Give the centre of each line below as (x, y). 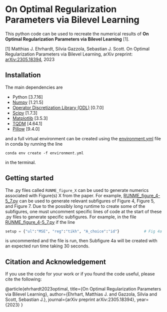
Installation (23, 75)
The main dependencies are (34, 87)
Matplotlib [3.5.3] (30, 118)
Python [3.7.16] (28, 97)
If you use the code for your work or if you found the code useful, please (80, 274)
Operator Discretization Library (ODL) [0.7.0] (58, 107)
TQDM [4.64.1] (27, 123)
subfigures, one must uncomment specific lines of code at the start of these (83, 211)
